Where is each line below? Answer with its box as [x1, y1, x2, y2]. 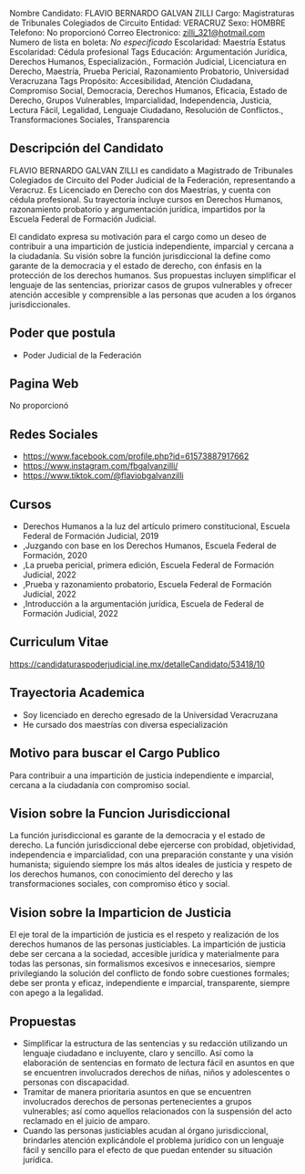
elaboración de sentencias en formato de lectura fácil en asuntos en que [22, 1057, 295, 1068]
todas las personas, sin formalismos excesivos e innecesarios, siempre [9, 958, 276, 970]
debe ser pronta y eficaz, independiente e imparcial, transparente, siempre [9, 978, 290, 989]
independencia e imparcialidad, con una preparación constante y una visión [9, 849, 294, 860]
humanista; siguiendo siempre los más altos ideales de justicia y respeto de [9, 859, 293, 870]
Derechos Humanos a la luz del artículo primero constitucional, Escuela [22, 521, 290, 532]
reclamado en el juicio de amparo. [22, 1115, 150, 1126]
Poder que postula [9, 326, 116, 341]
